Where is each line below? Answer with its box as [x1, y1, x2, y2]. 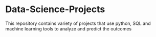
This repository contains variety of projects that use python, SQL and [5, 20, 151, 26]
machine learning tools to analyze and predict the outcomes [5, 25, 132, 31]
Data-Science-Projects [5, 4, 105, 15]
